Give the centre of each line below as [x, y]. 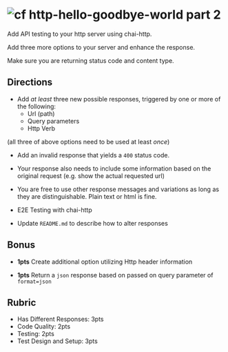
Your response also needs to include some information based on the [114, 168]
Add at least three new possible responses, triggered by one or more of [119, 99]
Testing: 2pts [36, 334]
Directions [30, 82]
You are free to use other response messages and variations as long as [118, 189]
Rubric [22, 303]
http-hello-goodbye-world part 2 [125, 15]
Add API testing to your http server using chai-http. [80, 34]
